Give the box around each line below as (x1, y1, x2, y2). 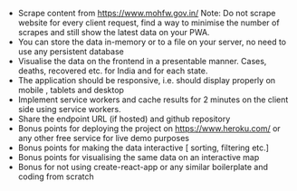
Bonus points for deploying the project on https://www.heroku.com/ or (17, 123, 281, 134)
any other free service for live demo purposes (17, 133, 190, 143)
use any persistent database (17, 46, 124, 57)
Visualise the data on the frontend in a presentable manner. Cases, (17, 56, 267, 66)
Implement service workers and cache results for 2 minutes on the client (17, 94, 289, 105)
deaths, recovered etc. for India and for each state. (17, 65, 208, 76)
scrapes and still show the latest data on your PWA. (17, 27, 210, 37)
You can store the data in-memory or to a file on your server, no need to (17, 36, 287, 47)
